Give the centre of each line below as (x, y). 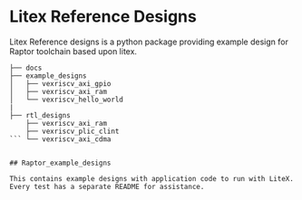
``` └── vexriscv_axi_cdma (60, 139)
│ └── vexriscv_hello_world (67, 100)
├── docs (26, 68)
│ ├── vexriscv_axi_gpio (60, 83)
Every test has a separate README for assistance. (107, 186)
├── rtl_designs (40, 115)
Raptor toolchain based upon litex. (73, 51)
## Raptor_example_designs (60, 163)
